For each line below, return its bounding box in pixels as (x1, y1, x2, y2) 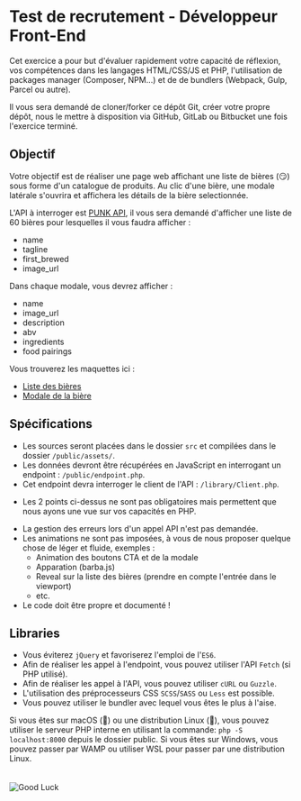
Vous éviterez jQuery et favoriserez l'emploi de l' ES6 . (22, 650, 217, 660)
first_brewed (22, 253, 69, 264)
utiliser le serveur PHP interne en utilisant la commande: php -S (9, 724, 243, 735)
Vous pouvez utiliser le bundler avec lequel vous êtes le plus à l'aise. (22, 697, 277, 708)
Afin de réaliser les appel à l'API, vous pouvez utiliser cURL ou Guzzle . (22, 678, 277, 689)
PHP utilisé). (22, 669, 68, 679)
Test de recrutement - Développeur (9, 6, 279, 27)
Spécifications (9, 416, 93, 432)
